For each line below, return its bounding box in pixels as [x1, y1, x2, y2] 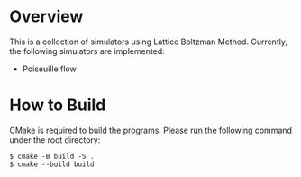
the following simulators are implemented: [9, 45, 165, 56]
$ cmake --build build [9, 160, 95, 169]
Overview [9, 6, 84, 27]
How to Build [9, 95, 106, 116]
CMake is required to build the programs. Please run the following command [9, 125, 293, 135]
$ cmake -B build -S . [9, 152, 95, 161]
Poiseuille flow [22, 63, 77, 74]
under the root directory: [9, 134, 101, 145]
